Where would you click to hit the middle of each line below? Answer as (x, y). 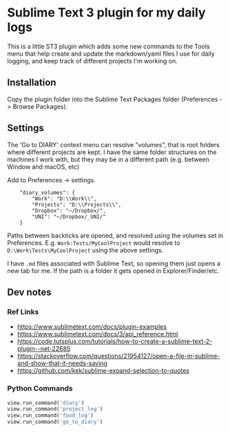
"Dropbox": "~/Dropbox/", (69, 210)
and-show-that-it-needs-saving (62, 363)
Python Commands (40, 389)
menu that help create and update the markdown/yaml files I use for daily (111, 54)
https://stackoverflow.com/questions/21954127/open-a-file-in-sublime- (118, 356)
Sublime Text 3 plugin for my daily (106, 13)
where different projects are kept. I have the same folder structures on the (112, 152)
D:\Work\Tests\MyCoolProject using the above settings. (85, 250)
